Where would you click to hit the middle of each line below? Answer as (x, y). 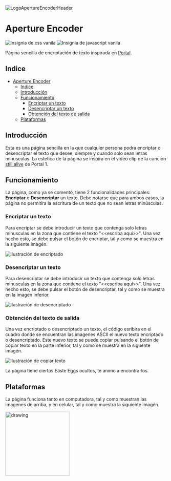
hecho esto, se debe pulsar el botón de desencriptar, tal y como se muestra (85, 289)
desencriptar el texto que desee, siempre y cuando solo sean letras (76, 153)
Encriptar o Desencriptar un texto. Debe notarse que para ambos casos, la (85, 198)
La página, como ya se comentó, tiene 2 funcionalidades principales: (78, 193)
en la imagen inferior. (28, 295)
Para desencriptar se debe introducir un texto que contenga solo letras (80, 278)
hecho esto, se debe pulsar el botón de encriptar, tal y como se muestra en (84, 239)
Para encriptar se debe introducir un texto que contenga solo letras (76, 227)
